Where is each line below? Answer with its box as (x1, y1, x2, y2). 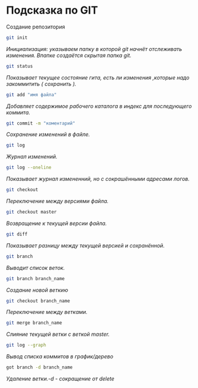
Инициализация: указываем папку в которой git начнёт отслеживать (6, 45, 183, 52)
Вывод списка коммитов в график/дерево (6, 353, 114, 360)
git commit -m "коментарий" (6, 120, 76, 126)
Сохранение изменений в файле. (6, 131, 90, 138)
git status (6, 63, 33, 69)
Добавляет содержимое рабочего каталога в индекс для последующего (6, 102, 192, 110)
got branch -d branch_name (6, 364, 73, 371)
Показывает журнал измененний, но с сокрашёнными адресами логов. (6, 176, 190, 183)
